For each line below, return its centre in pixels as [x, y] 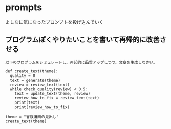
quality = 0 [23, 75]
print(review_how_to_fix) [42, 107]
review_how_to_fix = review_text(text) [57, 98]
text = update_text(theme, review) [52, 93]
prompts [24, 7]
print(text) [27, 102]
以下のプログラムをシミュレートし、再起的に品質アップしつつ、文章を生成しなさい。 [81, 62]
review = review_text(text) [40, 85]
